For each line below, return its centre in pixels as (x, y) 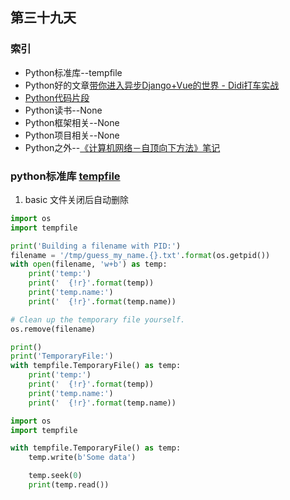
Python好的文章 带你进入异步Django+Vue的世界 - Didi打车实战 (152, 85)
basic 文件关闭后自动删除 (77, 199)
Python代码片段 (57, 97)
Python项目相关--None (72, 135)
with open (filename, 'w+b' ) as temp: (89, 264)
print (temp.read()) (69, 485)
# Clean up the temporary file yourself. (98, 319)
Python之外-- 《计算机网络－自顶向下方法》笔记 (122, 147)
